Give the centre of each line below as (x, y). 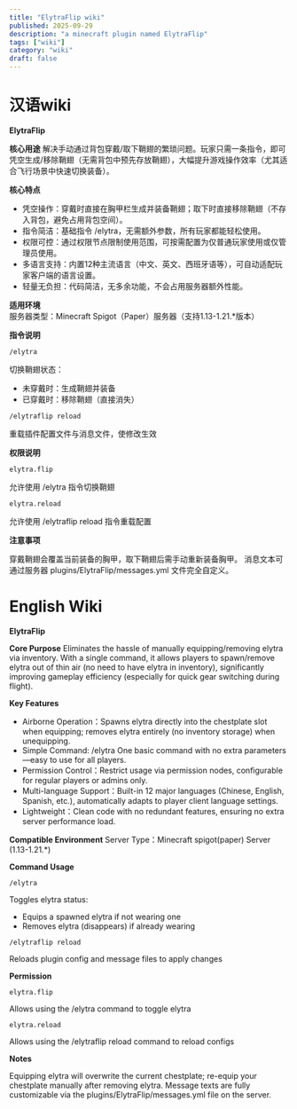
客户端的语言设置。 (65, 275)
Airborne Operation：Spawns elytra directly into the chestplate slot (145, 721)
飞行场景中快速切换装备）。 (65, 170)
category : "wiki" (41, 51)
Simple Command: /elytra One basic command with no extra (132, 750)
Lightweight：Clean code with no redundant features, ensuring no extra (153, 811)
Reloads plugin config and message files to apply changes (116, 958)
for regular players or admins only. (85, 780)
